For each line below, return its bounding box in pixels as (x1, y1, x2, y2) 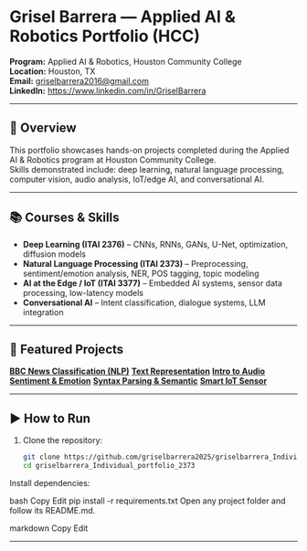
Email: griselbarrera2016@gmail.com (9, 75, 149, 86)
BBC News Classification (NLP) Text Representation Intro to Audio (9, 366, 266, 376)
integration (22, 306, 64, 317)
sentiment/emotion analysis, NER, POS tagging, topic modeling (22, 268, 259, 279)
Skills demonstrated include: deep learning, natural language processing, (9, 164, 285, 175)
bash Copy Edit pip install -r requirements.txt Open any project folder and (9, 495, 286, 506)
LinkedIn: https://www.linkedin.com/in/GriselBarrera (9, 85, 206, 96)
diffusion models (22, 249, 87, 260)
